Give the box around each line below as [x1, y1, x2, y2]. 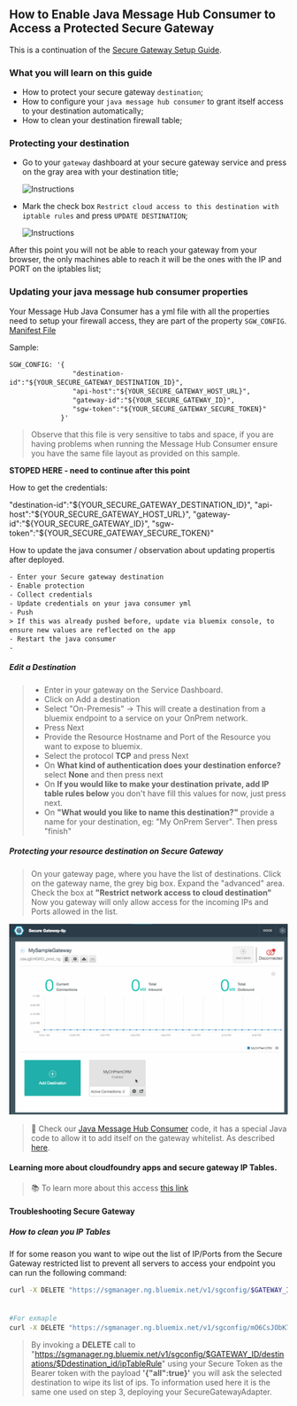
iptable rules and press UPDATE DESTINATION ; [21, 210, 188, 221]
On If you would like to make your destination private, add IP [43, 778, 270, 789]
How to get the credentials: [9, 482, 108, 493]
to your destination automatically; [21, 105, 144, 116]
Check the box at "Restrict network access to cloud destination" [30, 887, 272, 898]
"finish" [43, 825, 72, 836]
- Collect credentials [9, 590, 93, 599]
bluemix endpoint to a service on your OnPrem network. [43, 713, 248, 723]
